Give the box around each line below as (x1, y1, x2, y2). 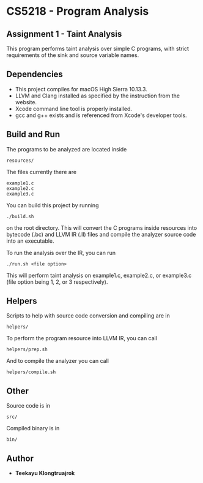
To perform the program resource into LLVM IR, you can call (6, 335, 158, 342)
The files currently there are (6, 168, 77, 175)
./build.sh (6, 213, 34, 219)
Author (6, 453, 34, 463)
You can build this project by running (6, 201, 99, 209)
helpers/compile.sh (6, 369, 56, 375)
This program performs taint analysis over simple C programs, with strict (6, 45, 190, 52)
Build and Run (6, 129, 60, 140)
